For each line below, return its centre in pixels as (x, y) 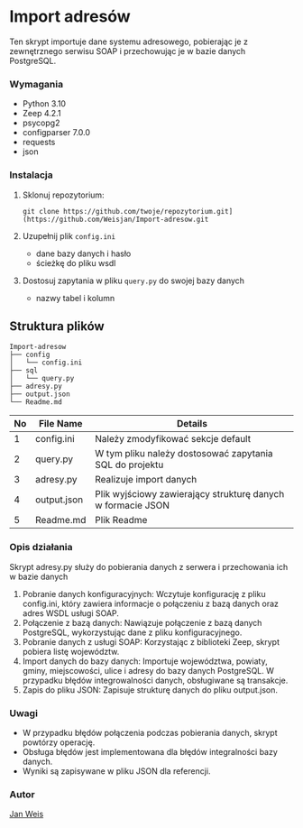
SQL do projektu (129, 465)
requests (39, 143)
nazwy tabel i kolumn (75, 298)
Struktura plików (57, 326)
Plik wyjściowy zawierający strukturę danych (189, 494)
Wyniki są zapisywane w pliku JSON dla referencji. (116, 771)
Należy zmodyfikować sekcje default (172, 439)
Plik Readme (121, 520)
